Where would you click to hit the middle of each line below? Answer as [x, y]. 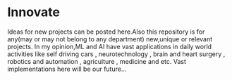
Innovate [33, 12]
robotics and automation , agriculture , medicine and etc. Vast [97, 61]
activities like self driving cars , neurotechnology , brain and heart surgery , [116, 54]
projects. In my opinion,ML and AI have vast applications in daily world [110, 46]
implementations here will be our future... [67, 69]
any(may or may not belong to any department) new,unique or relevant [110, 39]
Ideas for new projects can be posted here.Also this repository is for [106, 32]
